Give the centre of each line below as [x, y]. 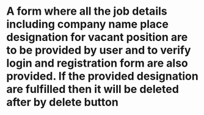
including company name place [88, 24]
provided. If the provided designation [102, 76]
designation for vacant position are [97, 37]
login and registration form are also [97, 63]
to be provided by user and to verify [99, 50]
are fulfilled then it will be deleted [93, 89]
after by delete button [63, 102]
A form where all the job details [87, 11]
